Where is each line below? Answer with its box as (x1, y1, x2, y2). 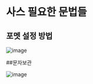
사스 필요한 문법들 (6, 5, 87, 19)
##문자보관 (6, 59, 32, 66)
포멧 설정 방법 (6, 31, 53, 41)
